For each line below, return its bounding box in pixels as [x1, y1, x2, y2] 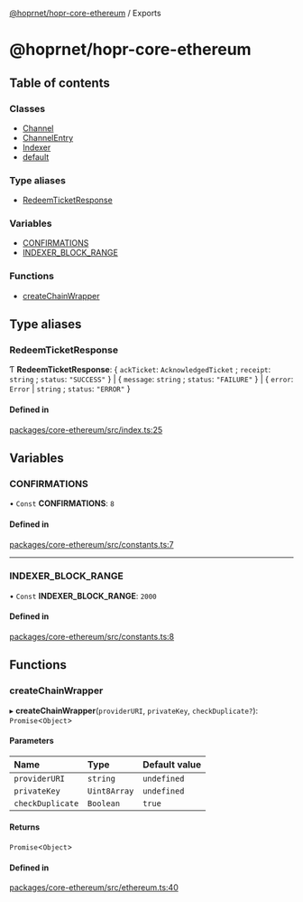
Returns [9, 822, 41, 832]
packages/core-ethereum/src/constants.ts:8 [9, 632, 174, 643]
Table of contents [9, 75, 110, 90]
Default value [142, 758, 202, 771]
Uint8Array [87, 785, 134, 796]
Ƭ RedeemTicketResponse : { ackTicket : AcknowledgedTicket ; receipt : [9, 364, 271, 375]
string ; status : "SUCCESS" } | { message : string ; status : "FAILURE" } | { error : [9, 374, 294, 385]
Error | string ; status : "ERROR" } [9, 383, 131, 394]
